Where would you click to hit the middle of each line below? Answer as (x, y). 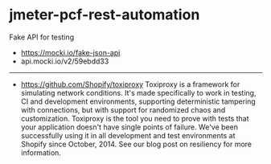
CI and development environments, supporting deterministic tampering (138, 101)
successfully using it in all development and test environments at (128, 135)
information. (41, 152)
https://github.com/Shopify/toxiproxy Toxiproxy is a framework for (130, 84)
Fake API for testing (42, 37)
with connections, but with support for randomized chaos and (123, 109)
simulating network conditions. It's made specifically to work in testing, (138, 92)
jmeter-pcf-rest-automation (105, 15)
